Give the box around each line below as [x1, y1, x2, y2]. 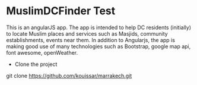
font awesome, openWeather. [6, 49, 78, 56]
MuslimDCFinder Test [6, 4, 116, 18]
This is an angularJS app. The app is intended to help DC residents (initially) [6, 24, 192, 31]
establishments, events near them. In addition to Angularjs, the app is [6, 36, 175, 43]
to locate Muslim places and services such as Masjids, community [6, 30, 168, 37]
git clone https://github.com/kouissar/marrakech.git [6, 72, 132, 79]
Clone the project [14, 61, 58, 68]
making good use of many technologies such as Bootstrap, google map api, [6, 43, 191, 50]
